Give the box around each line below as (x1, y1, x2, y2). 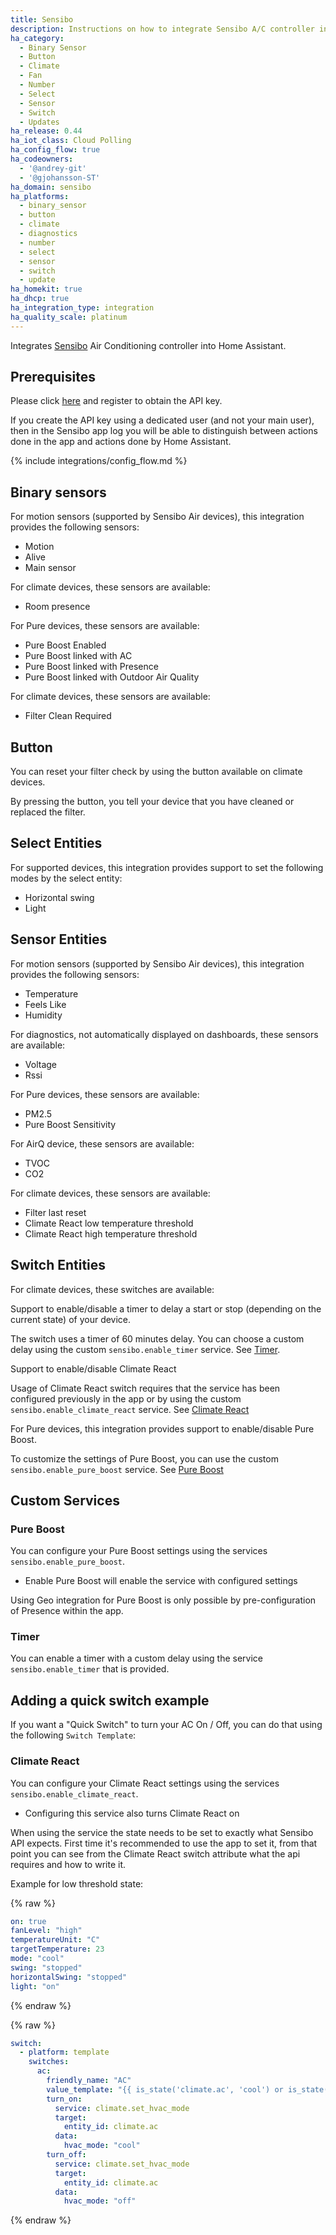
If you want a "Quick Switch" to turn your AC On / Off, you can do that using (10, 1719, 323, 1731)
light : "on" (10, 1981, 60, 1991)
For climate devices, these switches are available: (10, 1283, 215, 1295)
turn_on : (46, 2094, 83, 2104)
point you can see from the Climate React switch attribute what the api (10, 1847, 301, 1860)
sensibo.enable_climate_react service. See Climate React (10, 1403, 250, 1415)
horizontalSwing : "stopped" (10, 1972, 128, 1982)
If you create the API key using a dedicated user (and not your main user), (10, 414, 315, 426)
